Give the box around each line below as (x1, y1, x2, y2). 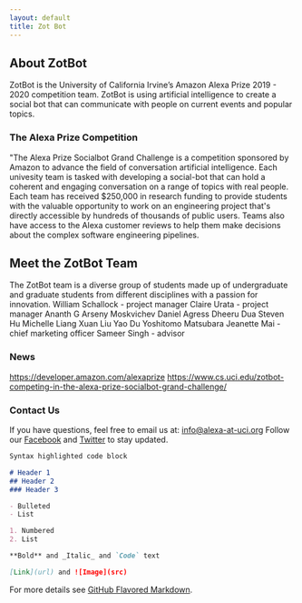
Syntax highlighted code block (9, 452, 128, 461)
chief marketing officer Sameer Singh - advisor (9, 328, 186, 339)
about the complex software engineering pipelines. (9, 229, 200, 240)
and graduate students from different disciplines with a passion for (9, 289, 258, 300)
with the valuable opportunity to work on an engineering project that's (9, 200, 271, 211)
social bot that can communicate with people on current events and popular (9, 99, 293, 110)
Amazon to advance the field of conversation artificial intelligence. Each (9, 161, 278, 173)
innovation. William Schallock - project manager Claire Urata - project (9, 299, 269, 310)
